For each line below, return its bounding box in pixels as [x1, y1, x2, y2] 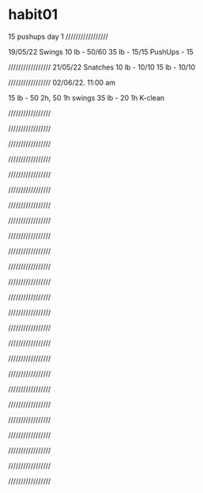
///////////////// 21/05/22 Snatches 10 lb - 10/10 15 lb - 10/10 [8, 62, 196, 72]
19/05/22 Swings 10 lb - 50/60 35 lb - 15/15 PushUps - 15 [8, 47, 194, 56]
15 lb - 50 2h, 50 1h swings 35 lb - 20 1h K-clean [8, 93, 165, 102]
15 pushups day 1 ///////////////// [8, 32, 109, 41]
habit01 [8, 6, 58, 24]
